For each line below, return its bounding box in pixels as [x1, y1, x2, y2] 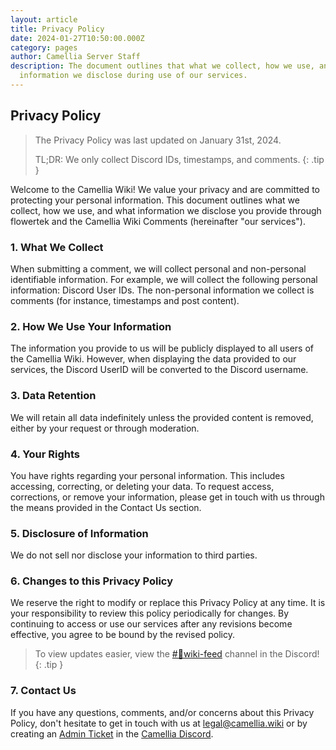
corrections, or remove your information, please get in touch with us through [10, 491, 325, 503]
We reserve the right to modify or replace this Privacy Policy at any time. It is [10, 597, 326, 609]
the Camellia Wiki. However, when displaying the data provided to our [10, 353, 297, 365]
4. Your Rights [10, 447, 80, 461]
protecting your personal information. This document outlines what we [10, 194, 300, 206]
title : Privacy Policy [10, 24, 105, 34]
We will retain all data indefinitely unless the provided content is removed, [10, 411, 314, 423]
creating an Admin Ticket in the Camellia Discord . [10, 727, 214, 740]
